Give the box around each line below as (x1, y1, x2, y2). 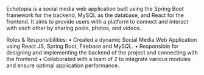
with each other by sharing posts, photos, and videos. (6, 24, 141, 31)
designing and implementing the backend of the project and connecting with (6, 49, 199, 56)
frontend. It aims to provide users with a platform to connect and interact (6, 18, 189, 25)
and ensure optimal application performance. (6, 62, 120, 69)
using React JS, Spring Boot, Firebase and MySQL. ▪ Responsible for (6, 42, 179, 50)
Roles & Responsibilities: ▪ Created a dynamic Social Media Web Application (6, 36, 197, 43)
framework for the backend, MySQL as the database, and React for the (6, 11, 185, 19)
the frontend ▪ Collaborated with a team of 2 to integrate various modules (6, 56, 191, 62)
